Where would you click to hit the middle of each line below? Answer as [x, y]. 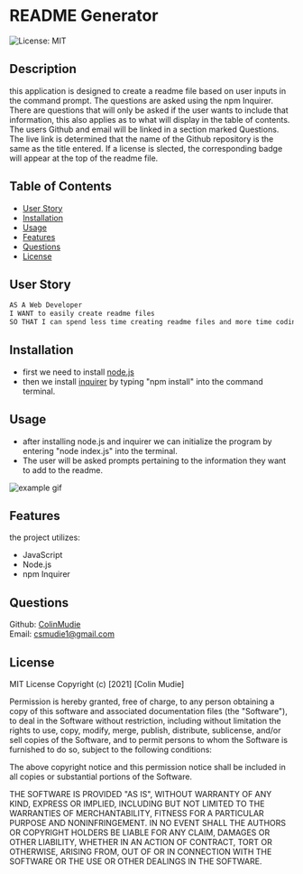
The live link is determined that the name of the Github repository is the [142, 139]
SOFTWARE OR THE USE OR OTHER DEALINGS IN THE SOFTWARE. [136, 861]
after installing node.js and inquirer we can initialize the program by [147, 441]
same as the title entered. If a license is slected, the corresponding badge [146, 148]
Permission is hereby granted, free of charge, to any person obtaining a [142, 702]
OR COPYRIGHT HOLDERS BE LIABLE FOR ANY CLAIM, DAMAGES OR [140, 832]
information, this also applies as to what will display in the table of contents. [150, 119]
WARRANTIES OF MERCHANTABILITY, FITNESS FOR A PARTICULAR [137, 814]
